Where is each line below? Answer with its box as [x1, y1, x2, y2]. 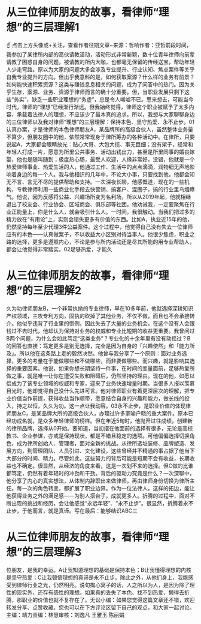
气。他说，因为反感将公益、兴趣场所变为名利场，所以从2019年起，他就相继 [6, 193, 191, 200]
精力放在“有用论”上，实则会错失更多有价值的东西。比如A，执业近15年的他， [6, 215, 193, 222]
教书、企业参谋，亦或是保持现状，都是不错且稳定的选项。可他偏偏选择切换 [6, 432, 190, 439]
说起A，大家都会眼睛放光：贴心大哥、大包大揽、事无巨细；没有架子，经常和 [6, 140, 193, 147]
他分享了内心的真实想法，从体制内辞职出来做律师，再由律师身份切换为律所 [6, 477, 190, 484]
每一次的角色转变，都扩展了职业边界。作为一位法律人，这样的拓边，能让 [16, 484, 195, 492]
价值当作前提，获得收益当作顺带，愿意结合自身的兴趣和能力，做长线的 [11, 394, 184, 402]
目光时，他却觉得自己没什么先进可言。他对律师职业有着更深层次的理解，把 [6, 387, 190, 394]
